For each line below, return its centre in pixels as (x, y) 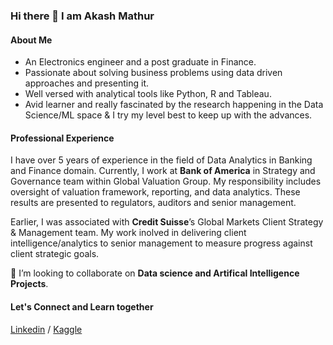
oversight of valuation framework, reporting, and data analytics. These (155, 192)
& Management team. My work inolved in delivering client (128, 233)
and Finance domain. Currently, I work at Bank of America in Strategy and (163, 171)
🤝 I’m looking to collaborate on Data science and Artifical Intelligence (155, 273)
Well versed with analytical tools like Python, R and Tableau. (148, 94)
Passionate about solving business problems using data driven (153, 73)
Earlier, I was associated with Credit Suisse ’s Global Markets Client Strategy (167, 222)
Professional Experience (62, 138)
